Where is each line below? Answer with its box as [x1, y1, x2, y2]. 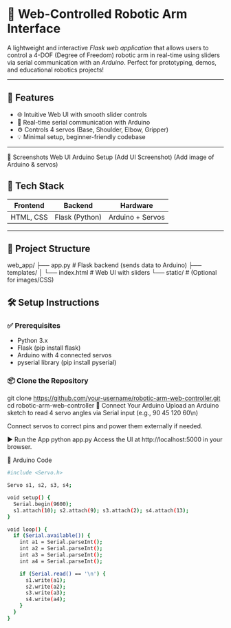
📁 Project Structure [7, 242, 91, 254]
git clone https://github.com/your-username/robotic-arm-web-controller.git [7, 394, 221, 402]
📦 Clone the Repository [7, 375, 89, 385]
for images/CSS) [7, 275, 54, 284]
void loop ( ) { [7, 526, 48, 533]
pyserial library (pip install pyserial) [16, 358, 117, 367]
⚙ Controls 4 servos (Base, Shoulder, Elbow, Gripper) [16, 125, 169, 134]
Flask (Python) [54, 212, 102, 222]
